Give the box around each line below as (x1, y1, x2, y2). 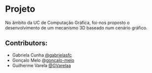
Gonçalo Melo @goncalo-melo (12, 57, 75, 63)
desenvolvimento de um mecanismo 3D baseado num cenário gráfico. (5, 24, 148, 30)
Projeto (5, 3, 35, 15)
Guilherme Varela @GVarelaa (12, 62, 71, 68)
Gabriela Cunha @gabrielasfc (12, 52, 72, 58)
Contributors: (5, 39, 48, 48)
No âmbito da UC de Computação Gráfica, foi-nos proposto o (5, 20, 130, 25)
